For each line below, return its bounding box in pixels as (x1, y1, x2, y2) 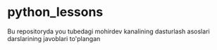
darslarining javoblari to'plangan (7, 34, 101, 42)
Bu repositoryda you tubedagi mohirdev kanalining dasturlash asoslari (7, 27, 210, 35)
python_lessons (7, 4, 104, 20)
